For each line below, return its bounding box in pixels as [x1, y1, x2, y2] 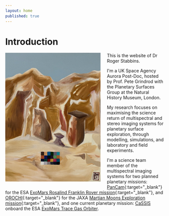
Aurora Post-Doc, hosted [106, 73, 159, 79]
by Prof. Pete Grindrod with [106, 78, 163, 84]
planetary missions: [106, 179, 148, 185]
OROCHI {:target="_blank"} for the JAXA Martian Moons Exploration [5, 195, 145, 201]
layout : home [5, 8, 33, 13]
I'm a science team [106, 157, 146, 163]
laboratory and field [106, 142, 148, 148]
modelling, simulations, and [106, 137, 164, 143]
